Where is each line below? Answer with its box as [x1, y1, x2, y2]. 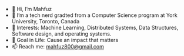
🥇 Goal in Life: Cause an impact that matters [11, 37, 119, 43]
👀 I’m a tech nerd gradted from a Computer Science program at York [11, 12, 178, 19]
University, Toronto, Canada [11, 18, 80, 24]
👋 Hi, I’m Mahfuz [11, 6, 52, 12]
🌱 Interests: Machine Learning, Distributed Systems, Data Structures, [11, 24, 179, 31]
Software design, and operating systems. [11, 30, 112, 37]
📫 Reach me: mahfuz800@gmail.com [11, 43, 105, 50]
